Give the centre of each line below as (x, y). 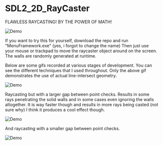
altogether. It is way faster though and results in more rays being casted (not (82, 104)
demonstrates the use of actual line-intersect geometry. (61, 75)
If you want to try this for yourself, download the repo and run (67, 40)
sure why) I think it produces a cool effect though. (55, 110)
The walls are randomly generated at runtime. (51, 56)
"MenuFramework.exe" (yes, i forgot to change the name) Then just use (77, 45)
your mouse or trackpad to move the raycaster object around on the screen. (81, 51)
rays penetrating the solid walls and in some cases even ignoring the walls (80, 99)
